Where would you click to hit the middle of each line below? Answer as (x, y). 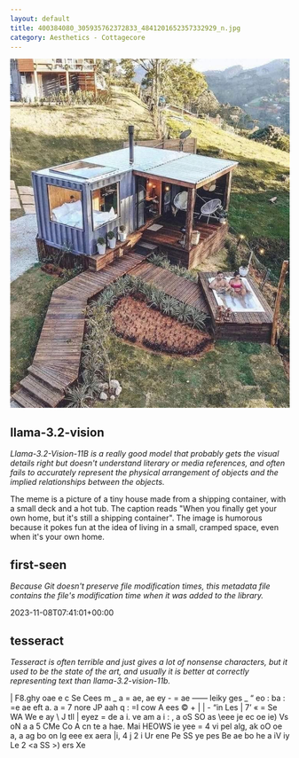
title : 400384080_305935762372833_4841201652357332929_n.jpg (126, 28)
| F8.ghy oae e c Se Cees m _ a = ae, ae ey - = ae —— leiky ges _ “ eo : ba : (148, 698)
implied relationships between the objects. (87, 482)
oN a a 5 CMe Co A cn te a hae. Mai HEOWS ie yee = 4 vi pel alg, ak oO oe (146, 726)
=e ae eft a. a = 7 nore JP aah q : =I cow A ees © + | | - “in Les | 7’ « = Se (144, 707)
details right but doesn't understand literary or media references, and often (148, 463)
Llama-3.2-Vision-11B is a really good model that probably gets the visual (145, 454)
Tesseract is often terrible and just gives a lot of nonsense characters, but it (149, 662)
